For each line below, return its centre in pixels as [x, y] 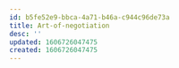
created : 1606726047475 [54, 50]
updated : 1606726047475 [54, 42]
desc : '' [26, 34]
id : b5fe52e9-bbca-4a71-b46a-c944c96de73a [89, 17]
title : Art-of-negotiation [60, 26]
